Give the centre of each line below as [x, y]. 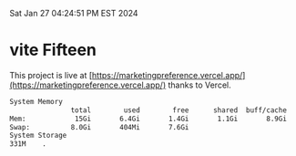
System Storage [38, 136]
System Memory [36, 101]
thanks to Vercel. [199, 85]
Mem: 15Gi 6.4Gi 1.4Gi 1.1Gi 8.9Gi [148, 119]
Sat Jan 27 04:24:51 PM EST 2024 [74, 13]
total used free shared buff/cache [179, 110]
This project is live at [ [51, 75]
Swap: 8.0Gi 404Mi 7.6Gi [99, 127]
